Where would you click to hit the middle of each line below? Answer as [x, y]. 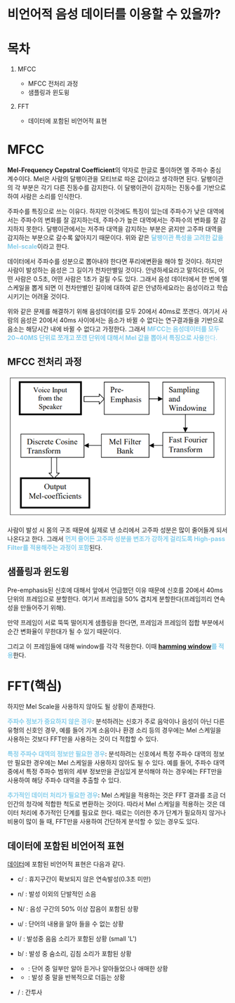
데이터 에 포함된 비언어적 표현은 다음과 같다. [66, 864]
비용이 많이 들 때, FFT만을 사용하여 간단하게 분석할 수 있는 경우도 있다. [103, 822]
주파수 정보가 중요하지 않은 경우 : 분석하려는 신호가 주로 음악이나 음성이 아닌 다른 [116, 721]
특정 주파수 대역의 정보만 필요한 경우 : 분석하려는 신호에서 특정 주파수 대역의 [109, 754]
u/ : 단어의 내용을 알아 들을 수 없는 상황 [70, 924]
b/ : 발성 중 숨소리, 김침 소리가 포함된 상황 [74, 954]
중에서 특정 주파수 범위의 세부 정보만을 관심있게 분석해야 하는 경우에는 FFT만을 [115, 772]
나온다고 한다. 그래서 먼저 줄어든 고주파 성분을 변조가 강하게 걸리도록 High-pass [116, 539]
